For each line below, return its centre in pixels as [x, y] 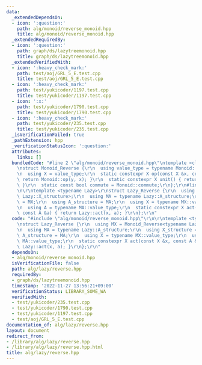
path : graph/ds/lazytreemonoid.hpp [62, 51]
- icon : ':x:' [29, 101]
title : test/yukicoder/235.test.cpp [63, 129]
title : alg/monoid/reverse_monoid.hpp [66, 34]
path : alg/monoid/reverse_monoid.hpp [64, 29]
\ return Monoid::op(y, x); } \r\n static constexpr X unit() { [99, 180]
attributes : [27, 152]
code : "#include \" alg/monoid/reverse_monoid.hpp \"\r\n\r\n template [99, 219]
